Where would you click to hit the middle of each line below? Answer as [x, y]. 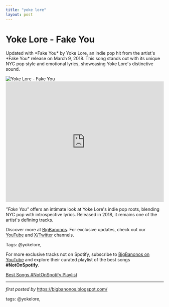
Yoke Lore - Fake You [50, 39]
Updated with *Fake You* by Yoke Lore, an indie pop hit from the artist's [80, 53]
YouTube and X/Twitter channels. [40, 235]
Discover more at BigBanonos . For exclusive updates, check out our [76, 230]
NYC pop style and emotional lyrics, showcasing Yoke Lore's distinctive [79, 64]
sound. [13, 69]
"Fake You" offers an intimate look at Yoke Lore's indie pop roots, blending [83, 209]
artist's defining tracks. [30, 220]
